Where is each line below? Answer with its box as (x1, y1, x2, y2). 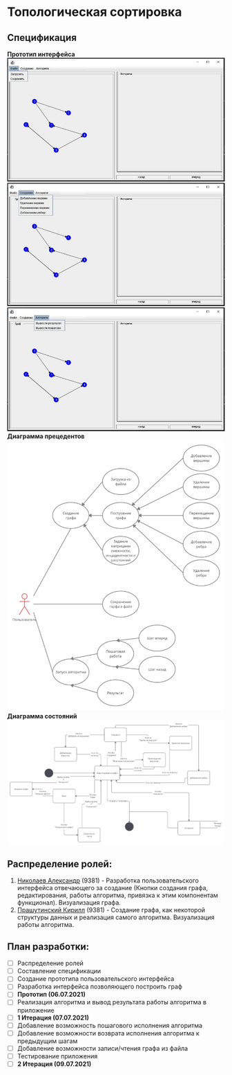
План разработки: (7, 941, 90, 952)
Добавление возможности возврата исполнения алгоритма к (17, 1029, 200, 1037)
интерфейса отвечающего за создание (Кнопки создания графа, (17, 884, 209, 892)
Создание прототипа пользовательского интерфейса (17, 975, 175, 983)
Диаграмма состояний (7, 712, 77, 720)
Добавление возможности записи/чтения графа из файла (17, 1044, 188, 1052)
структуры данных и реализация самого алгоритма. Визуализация (17, 913, 215, 921)
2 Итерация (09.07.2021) (17, 1060, 92, 1068)
